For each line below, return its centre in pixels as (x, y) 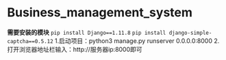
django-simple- (190, 33)
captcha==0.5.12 (30, 41)
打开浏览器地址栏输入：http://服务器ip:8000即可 (75, 49)
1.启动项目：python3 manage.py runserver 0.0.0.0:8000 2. (137, 41)
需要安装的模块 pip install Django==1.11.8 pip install (87, 32)
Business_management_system (100, 13)
